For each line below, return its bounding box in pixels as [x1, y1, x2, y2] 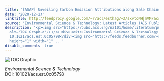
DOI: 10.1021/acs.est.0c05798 [5, 71, 64, 77]
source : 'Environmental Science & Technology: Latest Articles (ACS [5, 20, 147, 26]
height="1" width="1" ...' [9, 39, 64, 44]
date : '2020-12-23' [5, 12, 45, 16]
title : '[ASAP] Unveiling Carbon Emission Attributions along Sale [5, 7, 145, 12]
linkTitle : [5, 16, 27, 21]
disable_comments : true [5, 43, 54, 48]
